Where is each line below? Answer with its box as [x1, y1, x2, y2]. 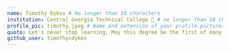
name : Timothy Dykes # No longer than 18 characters [7, 9, 161, 17]
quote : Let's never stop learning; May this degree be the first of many [7, 28, 222, 36]
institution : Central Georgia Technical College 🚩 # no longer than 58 [7, 16, 216, 23]
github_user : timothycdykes [7, 35, 88, 42]
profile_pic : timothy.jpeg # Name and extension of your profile [7, 22, 197, 29]
